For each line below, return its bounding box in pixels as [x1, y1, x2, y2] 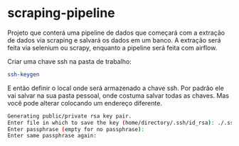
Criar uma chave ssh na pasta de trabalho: [7, 57, 132, 65]
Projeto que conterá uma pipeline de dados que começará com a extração [7, 28, 225, 37]
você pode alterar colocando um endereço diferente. [7, 99, 162, 107]
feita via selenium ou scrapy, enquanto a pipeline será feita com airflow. [7, 43, 218, 52]
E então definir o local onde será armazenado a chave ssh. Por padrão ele [7, 84, 224, 92]
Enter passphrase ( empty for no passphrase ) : [7, 125, 144, 133]
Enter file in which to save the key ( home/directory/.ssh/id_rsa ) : [7, 119, 215, 126]
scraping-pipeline [7, 5, 115, 21]
